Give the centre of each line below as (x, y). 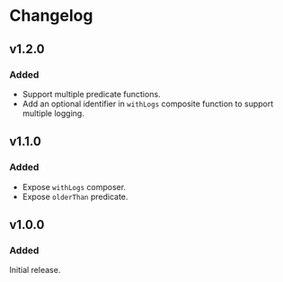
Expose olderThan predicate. (75, 196)
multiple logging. (53, 113)
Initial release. (35, 270)
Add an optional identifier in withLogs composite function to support (148, 104)
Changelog (51, 16)
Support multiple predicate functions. (91, 94)
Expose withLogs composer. (74, 186)
